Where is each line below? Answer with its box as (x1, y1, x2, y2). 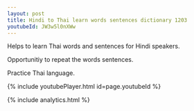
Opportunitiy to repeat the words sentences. (7, 55, 134, 64)
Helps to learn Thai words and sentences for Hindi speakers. (7, 42, 180, 51)
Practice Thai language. (7, 69, 75, 77)
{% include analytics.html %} (7, 96, 90, 104)
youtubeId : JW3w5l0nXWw (7, 23, 76, 30)
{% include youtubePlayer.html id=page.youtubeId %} (7, 83, 161, 91)
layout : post (7, 10, 45, 17)
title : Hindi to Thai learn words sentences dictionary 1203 (7, 17, 188, 24)
